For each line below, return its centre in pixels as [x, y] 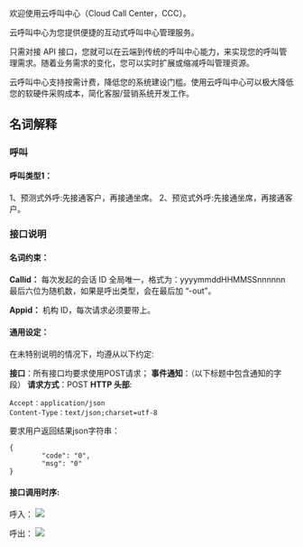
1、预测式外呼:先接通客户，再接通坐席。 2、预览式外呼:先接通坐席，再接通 [147, 198]
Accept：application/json [57, 403]
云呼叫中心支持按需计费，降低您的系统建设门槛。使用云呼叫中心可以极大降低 [151, 82]
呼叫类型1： [31, 175]
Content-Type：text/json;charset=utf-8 [83, 413]
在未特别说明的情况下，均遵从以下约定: [82, 354]
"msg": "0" [62, 463]
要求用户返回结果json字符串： [64, 431]
